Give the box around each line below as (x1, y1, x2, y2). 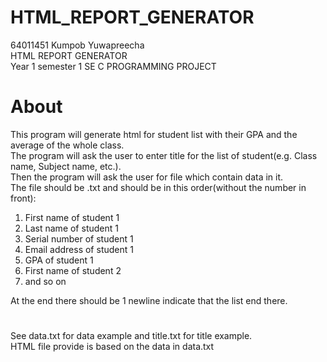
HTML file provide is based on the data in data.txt (10, 341, 215, 353)
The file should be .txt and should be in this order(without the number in (10, 181, 307, 193)
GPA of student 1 (24, 254, 94, 266)
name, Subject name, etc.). (10, 160, 122, 172)
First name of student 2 (24, 264, 122, 276)
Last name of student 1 (24, 222, 119, 234)
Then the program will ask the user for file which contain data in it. (10, 171, 284, 183)
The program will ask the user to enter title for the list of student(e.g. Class (10, 149, 318, 161)
